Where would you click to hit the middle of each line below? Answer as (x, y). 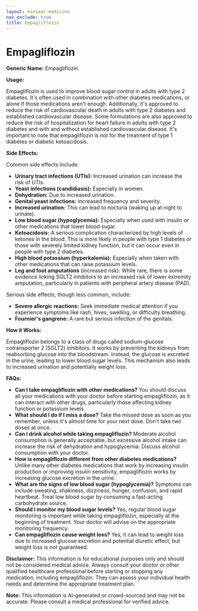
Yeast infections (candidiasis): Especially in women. (79, 189)
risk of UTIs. (30, 183)
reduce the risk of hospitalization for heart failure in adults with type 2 (91, 123)
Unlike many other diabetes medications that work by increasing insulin (102, 465)
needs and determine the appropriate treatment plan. (71, 584)
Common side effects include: (43, 165)
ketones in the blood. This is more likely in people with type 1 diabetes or (103, 239)
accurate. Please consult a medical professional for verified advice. (88, 602)
